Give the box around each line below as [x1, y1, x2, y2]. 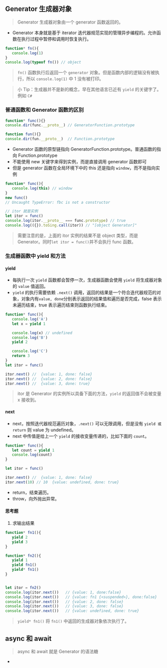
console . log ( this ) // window [11, 186, 72, 191]
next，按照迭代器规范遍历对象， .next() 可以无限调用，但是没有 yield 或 [12, 420, 162, 427]
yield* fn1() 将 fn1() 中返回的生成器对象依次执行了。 [17, 618, 130, 624]
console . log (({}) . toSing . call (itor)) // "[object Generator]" [5, 223, 137, 228]
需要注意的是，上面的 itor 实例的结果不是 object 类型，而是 [17, 232, 139, 238]
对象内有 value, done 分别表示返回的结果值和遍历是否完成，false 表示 [21, 296, 162, 302]
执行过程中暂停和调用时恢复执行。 [21, 36, 91, 42]
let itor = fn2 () [5, 585, 41, 590]
